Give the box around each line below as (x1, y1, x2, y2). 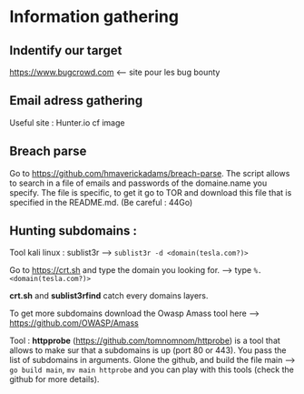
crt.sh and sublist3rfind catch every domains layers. (9, 290, 209, 301)
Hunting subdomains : (9, 223, 138, 238)
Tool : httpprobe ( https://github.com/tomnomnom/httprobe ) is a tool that (9, 335, 281, 347)
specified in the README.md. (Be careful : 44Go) (9, 197, 193, 207)
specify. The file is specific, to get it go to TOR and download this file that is (9, 187, 292, 197)
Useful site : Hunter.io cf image (9, 116, 125, 128)
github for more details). (9, 374, 100, 385)
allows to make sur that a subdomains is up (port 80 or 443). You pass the (9, 345, 287, 356)
